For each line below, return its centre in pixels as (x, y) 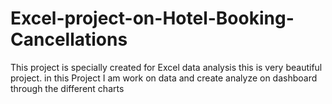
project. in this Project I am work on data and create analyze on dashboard (164, 78)
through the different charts (67, 88)
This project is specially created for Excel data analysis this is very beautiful (166, 67)
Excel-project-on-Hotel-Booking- (152, 18)
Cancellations (69, 39)
